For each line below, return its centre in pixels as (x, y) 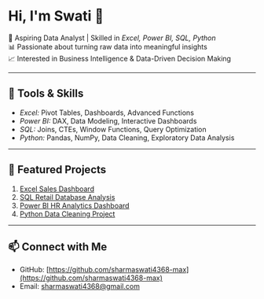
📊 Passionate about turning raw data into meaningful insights (108, 46)
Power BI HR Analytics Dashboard (74, 205)
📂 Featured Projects (57, 170)
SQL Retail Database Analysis (67, 197)
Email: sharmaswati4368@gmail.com (79, 286)
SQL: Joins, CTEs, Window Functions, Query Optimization (113, 129)
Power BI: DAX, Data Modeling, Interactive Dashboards (108, 120)
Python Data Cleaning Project (67, 214)
